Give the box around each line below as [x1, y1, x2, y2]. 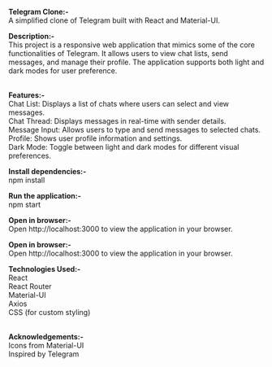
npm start [8, 199, 41, 209]
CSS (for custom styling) [8, 308, 91, 317]
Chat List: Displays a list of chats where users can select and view [8, 99, 230, 108]
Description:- [8, 32, 55, 41]
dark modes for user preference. [8, 66, 118, 76]
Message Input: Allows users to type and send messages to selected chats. [8, 125, 261, 134]
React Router [8, 282, 52, 291]
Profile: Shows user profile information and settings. [8, 133, 183, 143]
